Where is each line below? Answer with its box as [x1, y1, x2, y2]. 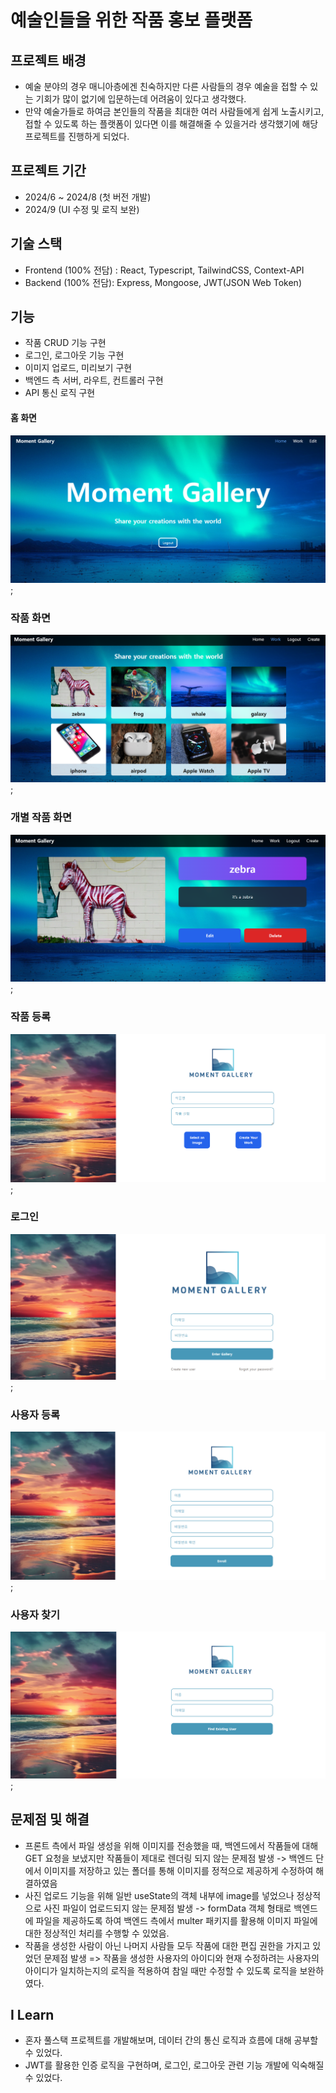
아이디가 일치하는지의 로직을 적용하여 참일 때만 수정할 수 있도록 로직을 [24, 1964, 298, 1976]
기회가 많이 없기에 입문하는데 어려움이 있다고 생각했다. [35, 93, 247, 105]
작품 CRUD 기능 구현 [24, 337, 107, 349]
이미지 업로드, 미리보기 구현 [24, 362, 133, 374]
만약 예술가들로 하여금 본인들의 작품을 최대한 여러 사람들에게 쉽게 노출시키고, [24, 106, 325, 117]
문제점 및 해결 [10, 1811, 90, 1828]
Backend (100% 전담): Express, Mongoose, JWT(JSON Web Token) [24, 276, 303, 288]
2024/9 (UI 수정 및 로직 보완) [24, 203, 140, 215]
